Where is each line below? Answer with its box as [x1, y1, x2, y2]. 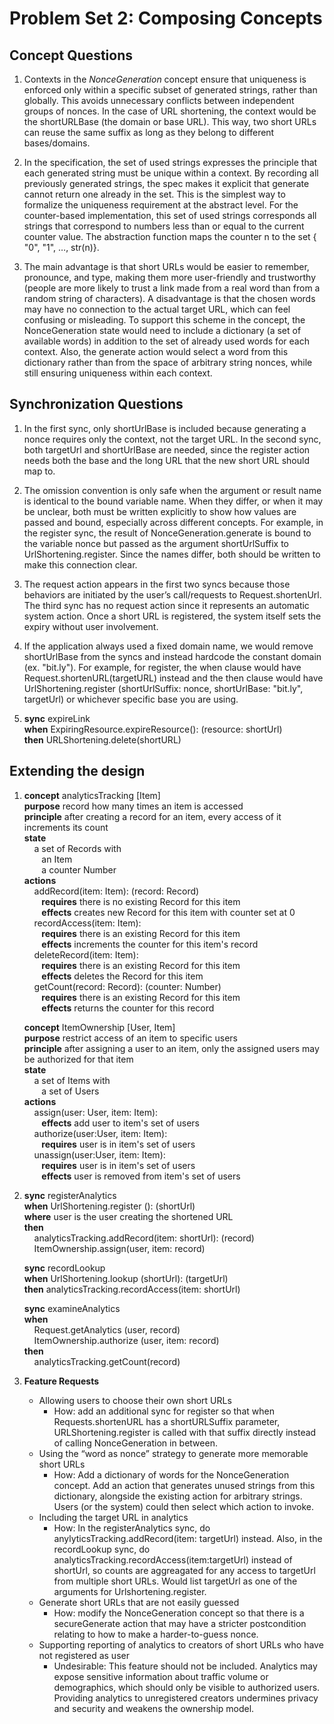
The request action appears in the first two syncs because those [23, 578, 291, 590]
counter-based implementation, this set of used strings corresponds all [23, 210, 317, 221]
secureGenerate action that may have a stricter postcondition [53, 1617, 307, 1629]
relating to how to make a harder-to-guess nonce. [53, 1628, 259, 1640]
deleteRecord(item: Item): [33, 948, 139, 961]
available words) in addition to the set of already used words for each [23, 335, 310, 347]
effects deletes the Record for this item [41, 970, 204, 982]
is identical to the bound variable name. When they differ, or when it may [23, 495, 324, 507]
